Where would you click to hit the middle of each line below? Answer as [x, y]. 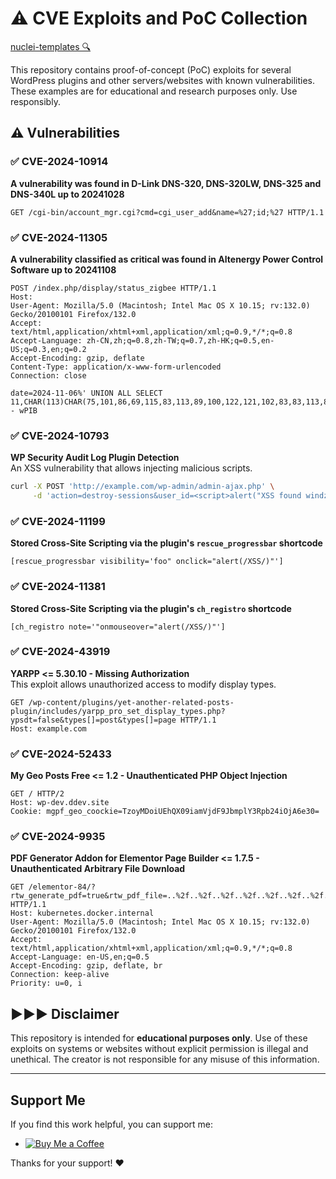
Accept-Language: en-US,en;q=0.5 [80, 957]
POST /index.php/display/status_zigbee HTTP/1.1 [113, 288]
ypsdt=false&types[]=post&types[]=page [93, 720]
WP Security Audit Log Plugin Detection [95, 458]
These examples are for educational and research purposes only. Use [154, 91]
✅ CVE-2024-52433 [61, 754]
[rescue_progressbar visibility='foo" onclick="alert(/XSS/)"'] [147, 562]
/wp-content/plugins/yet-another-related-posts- [131, 702]
